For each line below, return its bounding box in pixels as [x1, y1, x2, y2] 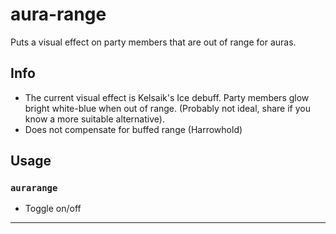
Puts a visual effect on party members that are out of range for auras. [10, 36, 297, 48]
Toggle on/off [24, 203, 82, 215]
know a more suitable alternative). [24, 113, 165, 125]
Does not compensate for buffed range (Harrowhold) [24, 123, 243, 135]
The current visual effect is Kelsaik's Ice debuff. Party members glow [24, 91, 310, 103]
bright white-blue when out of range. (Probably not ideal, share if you [24, 102, 311, 114]
